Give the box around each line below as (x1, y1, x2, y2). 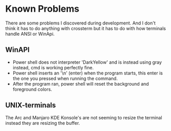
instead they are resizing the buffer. (5, 120, 80, 126)
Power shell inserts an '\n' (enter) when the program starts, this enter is (12, 70, 163, 76)
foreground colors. (12, 86, 53, 92)
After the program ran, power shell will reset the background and (12, 81, 149, 87)
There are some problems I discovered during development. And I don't (5, 20, 156, 26)
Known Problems (5, 3, 80, 15)
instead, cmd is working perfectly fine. (12, 64, 94, 70)
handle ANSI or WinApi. (5, 31, 55, 37)
